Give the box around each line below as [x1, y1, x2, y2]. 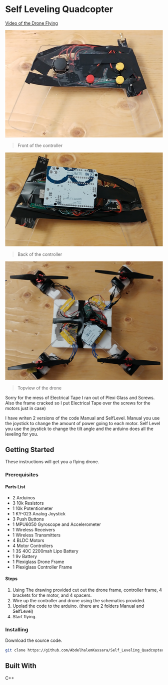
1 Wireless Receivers [12, 527, 55, 533]
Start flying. [12, 613, 37, 619]
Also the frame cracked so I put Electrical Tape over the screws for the [5, 400, 151, 406]
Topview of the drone [17, 385, 61, 391]
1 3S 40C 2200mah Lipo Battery [12, 548, 78, 554]
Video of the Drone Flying [5, 20, 58, 26]
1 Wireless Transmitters [12, 532, 61, 538]
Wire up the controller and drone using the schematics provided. [12, 597, 146, 603]
